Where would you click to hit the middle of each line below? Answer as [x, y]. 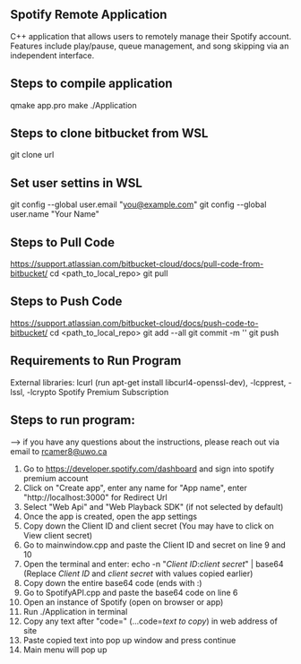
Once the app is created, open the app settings [110, 516]
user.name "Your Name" [55, 214]
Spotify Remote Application [89, 15]
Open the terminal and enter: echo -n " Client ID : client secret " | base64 [153, 564]
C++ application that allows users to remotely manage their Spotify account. [151, 36]
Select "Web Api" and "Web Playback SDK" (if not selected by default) [153, 506]
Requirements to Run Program [96, 361]
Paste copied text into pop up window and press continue [129, 640]
